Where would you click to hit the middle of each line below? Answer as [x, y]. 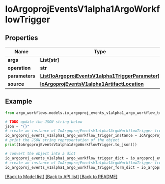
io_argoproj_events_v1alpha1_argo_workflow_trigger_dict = [67, 158]
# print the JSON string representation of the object [62, 140]
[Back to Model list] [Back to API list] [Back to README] [61, 177]
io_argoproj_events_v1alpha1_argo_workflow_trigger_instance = [71, 136]
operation [19, 68]
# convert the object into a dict [41, 153]
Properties [22, 38]
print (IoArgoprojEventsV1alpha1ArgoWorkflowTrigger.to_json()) [71, 145]
